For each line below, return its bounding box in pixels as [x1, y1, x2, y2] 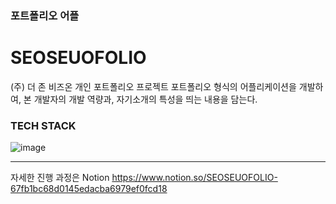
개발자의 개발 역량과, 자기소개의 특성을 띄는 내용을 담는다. [33, 93, 258, 105]
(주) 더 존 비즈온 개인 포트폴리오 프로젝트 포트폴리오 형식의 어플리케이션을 [10, 80, 297, 92]
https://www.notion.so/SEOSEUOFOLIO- [111, 172, 278, 184]
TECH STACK [10, 118, 77, 132]
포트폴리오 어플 [10, 8, 80, 22]
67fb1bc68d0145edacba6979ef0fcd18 [10, 183, 168, 195]
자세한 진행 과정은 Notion [10, 172, 110, 184]
